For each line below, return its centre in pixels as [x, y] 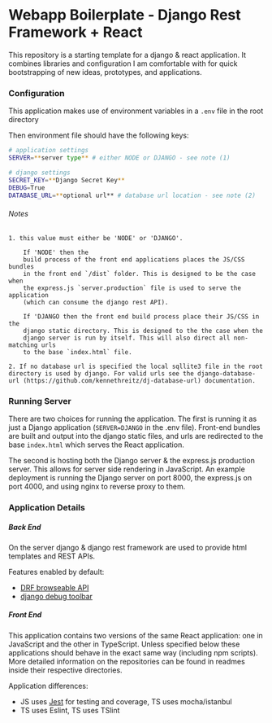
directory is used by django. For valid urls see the [101, 373]
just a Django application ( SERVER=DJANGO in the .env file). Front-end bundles [134, 427]
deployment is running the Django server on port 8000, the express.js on [130, 477]
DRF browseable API [54, 587]
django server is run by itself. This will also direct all [127, 338]
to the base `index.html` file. [78, 352]
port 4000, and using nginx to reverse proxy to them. [97, 486]
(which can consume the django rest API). [96, 302]
